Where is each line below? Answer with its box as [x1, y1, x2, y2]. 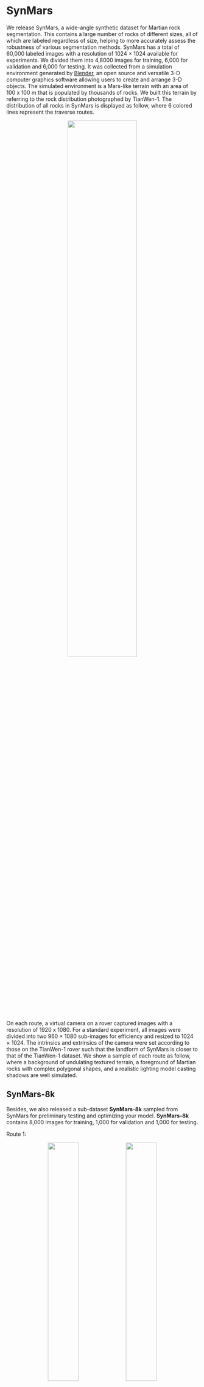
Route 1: [6, 1130, 26, 1138]
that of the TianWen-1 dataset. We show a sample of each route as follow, [6, 1052, 191, 1059]
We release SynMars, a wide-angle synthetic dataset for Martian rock [6, 24, 181, 31]
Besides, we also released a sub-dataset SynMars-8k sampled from [6, 1105, 178, 1113]
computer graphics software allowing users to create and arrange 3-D [6, 76, 182, 83]
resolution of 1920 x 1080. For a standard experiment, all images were [6, 1026, 181, 1033]
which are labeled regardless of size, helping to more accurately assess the [6, 37, 196, 44]
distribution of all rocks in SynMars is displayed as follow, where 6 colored [6, 101, 192, 109]
